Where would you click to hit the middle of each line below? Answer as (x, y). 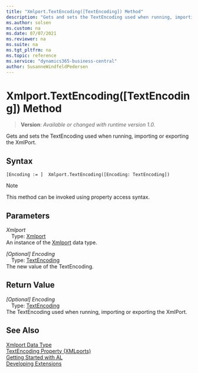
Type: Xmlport (29, 236)
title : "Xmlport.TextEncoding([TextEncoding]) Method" (75, 12)
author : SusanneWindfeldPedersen (47, 67)
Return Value (30, 285)
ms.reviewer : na (26, 39)
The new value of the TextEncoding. (50, 266)
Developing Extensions (34, 364)
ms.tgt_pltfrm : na (29, 50)
